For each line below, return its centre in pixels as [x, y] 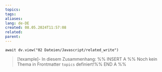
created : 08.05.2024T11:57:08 [36, 28]
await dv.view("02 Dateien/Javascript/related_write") [62, 50]
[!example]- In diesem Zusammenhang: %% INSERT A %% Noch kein [87, 59]
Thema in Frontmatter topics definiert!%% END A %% [72, 64]
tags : [10, 14]
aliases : [14, 18]
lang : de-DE [17, 23]
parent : [13, 37]
